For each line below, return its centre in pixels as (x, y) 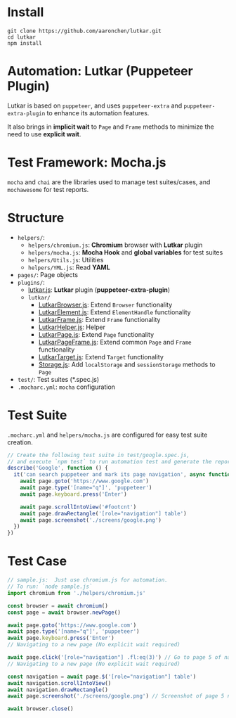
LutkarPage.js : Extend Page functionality (96, 334)
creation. (20, 442)
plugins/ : (31, 282)
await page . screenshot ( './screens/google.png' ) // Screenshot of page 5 (116, 696)
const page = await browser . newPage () (64, 613)
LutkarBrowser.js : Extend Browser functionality (105, 304)
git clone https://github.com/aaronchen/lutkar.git (84, 31)
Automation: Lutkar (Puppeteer (100, 71)
